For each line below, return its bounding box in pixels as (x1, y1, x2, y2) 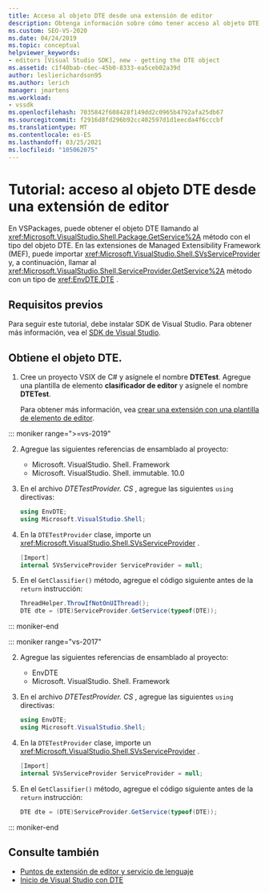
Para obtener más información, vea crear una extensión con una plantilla (19, 404, 259, 414)
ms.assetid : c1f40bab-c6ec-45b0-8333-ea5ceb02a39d (8, 64, 181, 72)
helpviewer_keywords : (8, 49, 81, 57)
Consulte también (8, 846, 99, 859)
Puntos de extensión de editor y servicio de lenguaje (19, 866, 194, 877)
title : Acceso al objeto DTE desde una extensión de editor (8, 11, 214, 20)
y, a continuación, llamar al (8, 258, 97, 267)
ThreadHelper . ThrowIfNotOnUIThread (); (19, 600, 150, 608)
